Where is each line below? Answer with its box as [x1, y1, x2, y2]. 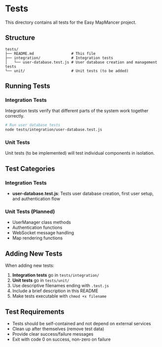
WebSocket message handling [12, 230, 74, 236]
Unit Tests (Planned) [5, 208, 55, 215]
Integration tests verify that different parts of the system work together [5, 108, 149, 114]
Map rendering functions [12, 235, 63, 241]
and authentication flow [12, 196, 61, 202]
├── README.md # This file [5, 51, 96, 56]
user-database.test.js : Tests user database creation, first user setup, [12, 191, 154, 197]
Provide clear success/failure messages [12, 331, 94, 337]
